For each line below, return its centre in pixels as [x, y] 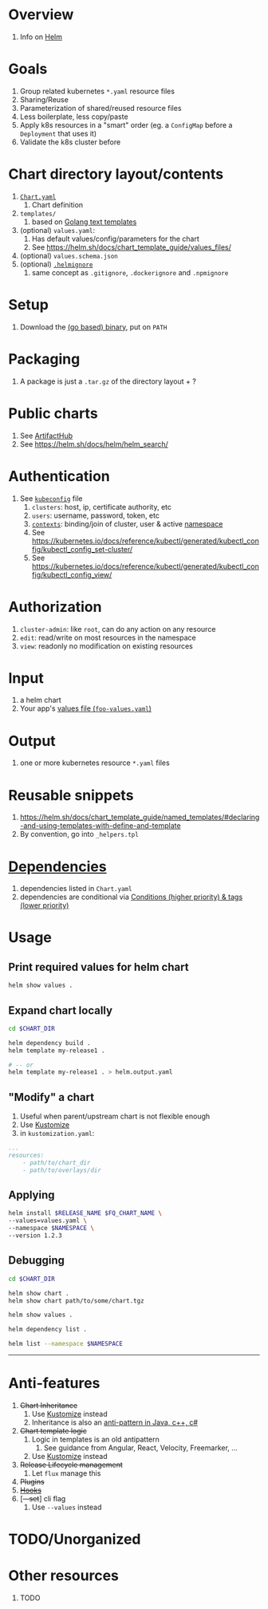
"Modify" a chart [51, 1097]
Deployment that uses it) [58, 133]
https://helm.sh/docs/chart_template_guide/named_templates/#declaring [140, 817]
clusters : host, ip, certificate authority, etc [101, 507]
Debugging [37, 1261]
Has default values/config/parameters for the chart [115, 239]
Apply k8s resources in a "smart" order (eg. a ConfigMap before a [126, 124]
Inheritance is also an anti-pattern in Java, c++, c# [114, 1422]
